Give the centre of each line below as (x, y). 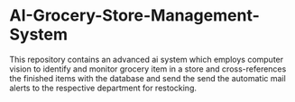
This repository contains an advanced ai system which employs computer (147, 59)
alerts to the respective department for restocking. (103, 88)
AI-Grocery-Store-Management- (134, 16)
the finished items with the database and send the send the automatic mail (147, 78)
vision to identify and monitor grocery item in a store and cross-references (148, 69)
